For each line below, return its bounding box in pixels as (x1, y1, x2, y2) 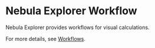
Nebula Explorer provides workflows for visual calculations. (5, 24, 150, 31)
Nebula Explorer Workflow (5, 4, 137, 18)
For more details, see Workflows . (5, 35, 86, 42)
